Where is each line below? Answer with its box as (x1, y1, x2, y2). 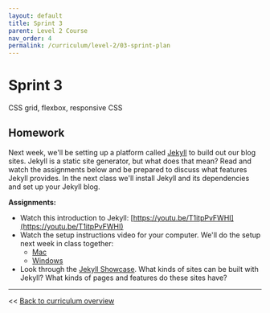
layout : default (8, 11, 63, 20)
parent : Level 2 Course (8, 27, 88, 35)
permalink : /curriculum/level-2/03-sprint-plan (8, 42, 171, 50)
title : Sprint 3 (8, 19, 63, 27)
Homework (8, 126, 65, 140)
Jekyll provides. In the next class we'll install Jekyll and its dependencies (8, 173, 250, 183)
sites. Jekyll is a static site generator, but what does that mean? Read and (8, 156, 252, 166)
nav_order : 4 (8, 34, 52, 43)
